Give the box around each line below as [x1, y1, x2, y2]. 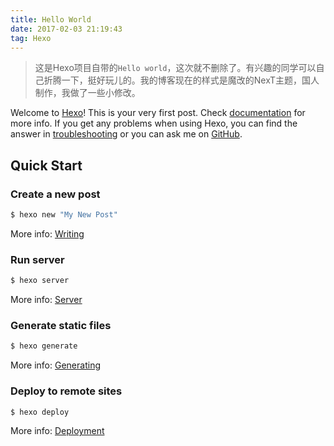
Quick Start [10, 157, 83, 174]
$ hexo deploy [10, 407, 70, 417]
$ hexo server [10, 276, 70, 286]
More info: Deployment [10, 425, 105, 437]
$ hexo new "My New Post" [10, 210, 118, 220]
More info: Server [10, 294, 83, 306]
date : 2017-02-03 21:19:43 [10, 24, 123, 34]
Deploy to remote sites [10, 384, 123, 398]
